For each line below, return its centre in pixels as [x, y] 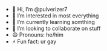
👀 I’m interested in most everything [55, 16]
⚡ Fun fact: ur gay [34, 41]
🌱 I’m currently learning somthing [53, 22]
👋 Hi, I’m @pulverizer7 [40, 9]
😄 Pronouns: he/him [37, 35]
